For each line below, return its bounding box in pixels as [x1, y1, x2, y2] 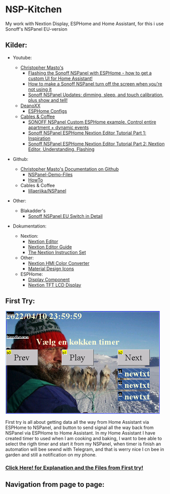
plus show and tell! [28, 97, 68, 103]
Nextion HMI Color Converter [28, 260, 90, 266]
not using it [28, 86, 52, 92]
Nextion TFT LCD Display [28, 282, 81, 288]
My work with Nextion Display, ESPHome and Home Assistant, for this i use [5, 20, 164, 27]
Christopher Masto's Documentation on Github [20, 166, 119, 172]
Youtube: [12, 54, 32, 60]
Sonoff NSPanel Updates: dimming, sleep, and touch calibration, [28, 91, 164, 98]
